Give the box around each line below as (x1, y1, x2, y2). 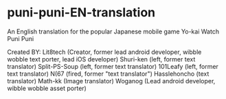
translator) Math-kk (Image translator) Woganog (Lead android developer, (7, 76, 216, 85)
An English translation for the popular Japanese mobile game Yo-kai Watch (7, 27, 220, 36)
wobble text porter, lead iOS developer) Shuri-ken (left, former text (7, 55, 196, 63)
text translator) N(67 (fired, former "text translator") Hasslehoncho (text (7, 70, 210, 78)
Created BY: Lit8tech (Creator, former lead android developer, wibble (7, 48, 202, 56)
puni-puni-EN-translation (7, 5, 156, 20)
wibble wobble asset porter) (7, 84, 87, 92)
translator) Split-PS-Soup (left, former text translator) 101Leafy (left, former (7, 62, 218, 70)
